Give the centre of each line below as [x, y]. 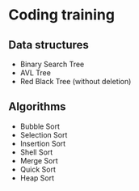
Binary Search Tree [52, 64]
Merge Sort [39, 160]
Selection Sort [44, 134]
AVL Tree [35, 73]
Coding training [62, 15]
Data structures [48, 45]
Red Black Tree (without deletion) [76, 81]
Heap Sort [37, 178]
